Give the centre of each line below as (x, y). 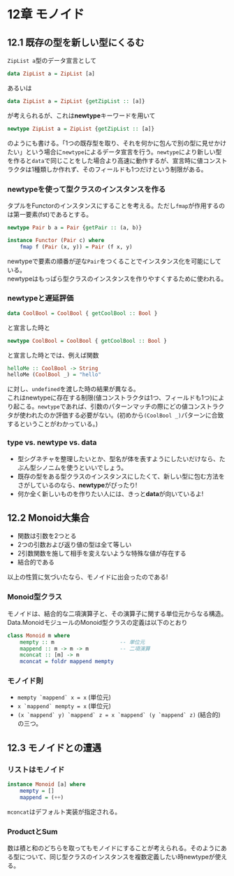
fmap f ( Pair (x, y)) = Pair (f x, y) (76, 247)
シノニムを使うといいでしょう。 (82, 467)
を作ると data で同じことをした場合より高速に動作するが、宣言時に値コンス (114, 160)
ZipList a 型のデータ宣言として (52, 61)
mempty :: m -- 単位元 (82, 642)
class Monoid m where (39, 635)
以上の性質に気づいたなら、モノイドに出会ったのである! (88, 577)
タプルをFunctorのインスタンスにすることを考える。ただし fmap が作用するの (116, 205)
